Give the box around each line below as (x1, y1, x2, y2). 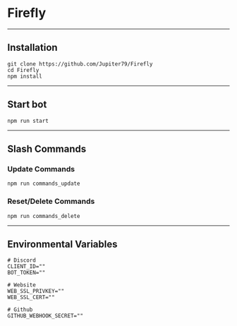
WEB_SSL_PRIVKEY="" (7, 288, 65, 295)
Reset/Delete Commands (7, 196, 95, 206)
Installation (7, 42, 58, 54)
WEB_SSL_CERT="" (7, 294, 55, 301)
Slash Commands (7, 143, 87, 155)
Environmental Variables (7, 238, 118, 250)
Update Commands (7, 164, 75, 174)
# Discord (7, 257, 37, 264)
